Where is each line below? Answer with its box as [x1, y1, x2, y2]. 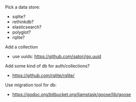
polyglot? [12, 29, 31, 35]
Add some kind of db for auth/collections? [5, 63, 90, 69]
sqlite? [12, 14, 26, 19]
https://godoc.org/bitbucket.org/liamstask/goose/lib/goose [12, 92, 131, 97]
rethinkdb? [12, 19, 34, 25]
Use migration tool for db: [5, 82, 57, 88]
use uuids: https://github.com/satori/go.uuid [12, 53, 101, 59]
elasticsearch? [12, 24, 42, 30]
